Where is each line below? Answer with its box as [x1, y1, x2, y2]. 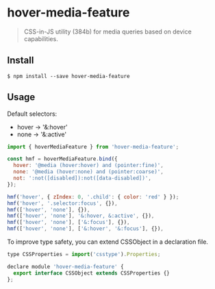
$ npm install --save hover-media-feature [7, 73, 130, 79]
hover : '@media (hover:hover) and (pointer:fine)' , [13, 162, 164, 169]
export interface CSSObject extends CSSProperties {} [13, 269, 170, 277]
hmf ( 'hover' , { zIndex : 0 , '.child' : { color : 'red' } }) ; [7, 193, 179, 200]
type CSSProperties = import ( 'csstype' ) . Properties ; [7, 251, 161, 258]
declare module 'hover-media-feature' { [7, 263, 125, 270]
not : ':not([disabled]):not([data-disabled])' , [13, 175, 152, 182]
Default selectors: [7, 110, 58, 118]
